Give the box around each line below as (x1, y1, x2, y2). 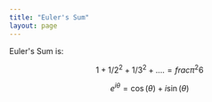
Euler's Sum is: (9, 45, 64, 56)
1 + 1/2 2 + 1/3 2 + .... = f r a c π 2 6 (95, 63, 204, 75)
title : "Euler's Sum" (9, 12, 90, 22)
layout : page (9, 21, 58, 30)
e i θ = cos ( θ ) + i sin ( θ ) (110, 82, 190, 93)
